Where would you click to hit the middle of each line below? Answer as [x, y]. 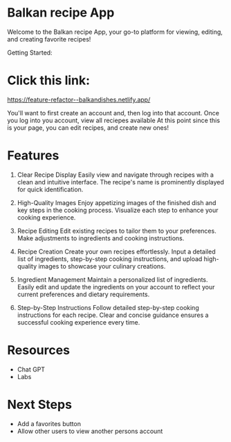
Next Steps [40, 404]
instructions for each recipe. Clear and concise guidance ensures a [113, 315]
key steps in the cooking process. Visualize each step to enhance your [118, 210]
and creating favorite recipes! [49, 39]
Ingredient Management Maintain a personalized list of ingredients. [113, 279]
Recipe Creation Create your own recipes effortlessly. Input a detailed [116, 251]
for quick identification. [50, 189]
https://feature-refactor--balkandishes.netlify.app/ [79, 99]
